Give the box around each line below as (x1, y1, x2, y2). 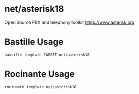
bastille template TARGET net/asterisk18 (4, 52, 90, 57)
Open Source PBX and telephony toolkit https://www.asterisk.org (4, 19, 135, 25)
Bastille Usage (4, 36, 64, 47)
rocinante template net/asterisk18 (4, 84, 77, 89)
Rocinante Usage (4, 69, 75, 79)
